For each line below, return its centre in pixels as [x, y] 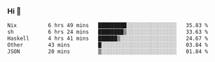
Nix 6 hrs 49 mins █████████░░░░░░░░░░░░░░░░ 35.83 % [108, 26]
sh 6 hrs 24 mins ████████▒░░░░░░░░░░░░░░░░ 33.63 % [108, 32]
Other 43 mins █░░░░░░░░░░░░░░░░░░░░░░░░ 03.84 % [108, 45]
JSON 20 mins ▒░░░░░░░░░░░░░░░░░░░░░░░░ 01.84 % [108, 52]
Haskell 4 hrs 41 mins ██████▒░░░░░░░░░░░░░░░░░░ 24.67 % [108, 39]
